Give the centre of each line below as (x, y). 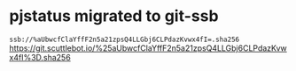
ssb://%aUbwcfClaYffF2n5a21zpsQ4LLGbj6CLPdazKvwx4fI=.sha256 (125, 39)
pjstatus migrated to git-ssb (114, 16)
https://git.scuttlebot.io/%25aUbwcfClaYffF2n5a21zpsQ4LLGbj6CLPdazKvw (148, 48)
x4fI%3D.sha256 (40, 57)
